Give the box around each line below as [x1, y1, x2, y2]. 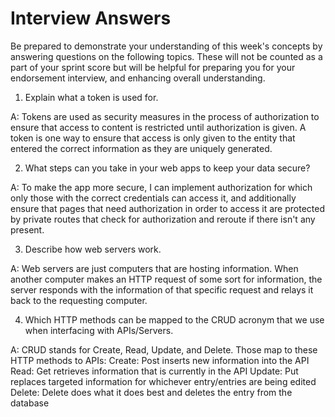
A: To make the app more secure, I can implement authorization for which [10, 181, 313, 193]
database [10, 397, 50, 409]
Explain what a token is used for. [24, 91, 159, 103]
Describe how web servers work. [24, 243, 162, 255]
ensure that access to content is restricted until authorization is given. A [10, 121, 307, 133]
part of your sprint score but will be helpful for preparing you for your [10, 61, 296, 73]
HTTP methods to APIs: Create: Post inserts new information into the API [10, 354, 310, 366]
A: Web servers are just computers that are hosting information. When [10, 262, 299, 274]
